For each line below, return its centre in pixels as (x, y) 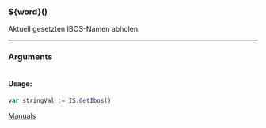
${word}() (28, 12)
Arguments (30, 57)
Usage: (21, 84)
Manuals (22, 115)
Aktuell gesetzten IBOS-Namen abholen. (74, 29)
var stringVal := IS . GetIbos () (60, 100)
